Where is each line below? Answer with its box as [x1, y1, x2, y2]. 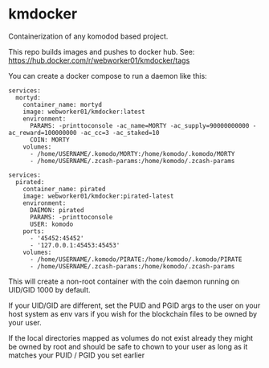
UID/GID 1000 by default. [8, 284, 91, 294]
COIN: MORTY [29, 136, 70, 144]
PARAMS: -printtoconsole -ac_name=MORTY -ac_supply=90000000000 [29, 121, 250, 129]
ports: [22, 227, 45, 235]
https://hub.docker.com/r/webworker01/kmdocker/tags [8, 55, 190, 65]
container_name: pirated [22, 185, 106, 193]
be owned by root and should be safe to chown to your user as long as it [8, 341, 248, 351]
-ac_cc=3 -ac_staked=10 [79, 129, 160, 137]
